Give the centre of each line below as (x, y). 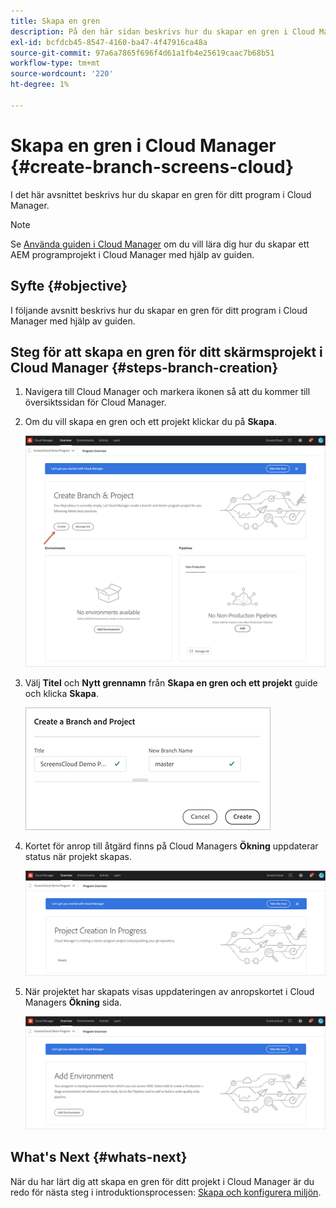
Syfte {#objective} (69, 286)
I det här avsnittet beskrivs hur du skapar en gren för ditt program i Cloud (161, 194)
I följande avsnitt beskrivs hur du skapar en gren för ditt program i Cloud (159, 310)
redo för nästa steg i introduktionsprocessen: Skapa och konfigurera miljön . (166, 1192)
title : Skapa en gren (55, 21)
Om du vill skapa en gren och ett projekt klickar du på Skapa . (150, 422)
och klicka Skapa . (61, 694)
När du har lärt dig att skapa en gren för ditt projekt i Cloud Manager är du (162, 1181)
